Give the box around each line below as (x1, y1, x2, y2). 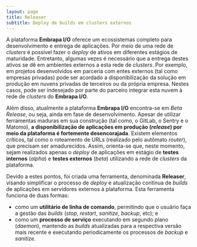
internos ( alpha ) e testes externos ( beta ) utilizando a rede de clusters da (6, 155, 187, 162)
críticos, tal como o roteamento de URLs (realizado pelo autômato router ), (6, 136, 187, 143)
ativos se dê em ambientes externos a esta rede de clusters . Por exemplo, (6, 61, 188, 68)
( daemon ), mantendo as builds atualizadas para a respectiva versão (14, 223, 182, 230)
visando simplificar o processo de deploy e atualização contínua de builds (6, 179, 188, 186)
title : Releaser (6, 14, 46, 20)
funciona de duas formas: (6, 192, 70, 199)
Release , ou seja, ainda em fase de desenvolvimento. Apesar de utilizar (6, 111, 181, 118)
